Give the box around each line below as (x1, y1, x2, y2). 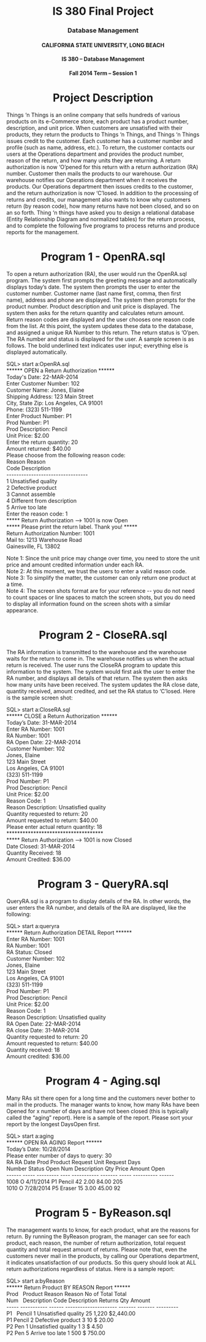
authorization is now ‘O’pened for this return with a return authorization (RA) (6, 163, 199, 170)
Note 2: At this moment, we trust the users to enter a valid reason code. (6, 567, 187, 574)
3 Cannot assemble (6, 490, 56, 498)
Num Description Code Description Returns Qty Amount (6, 1297, 151, 1304)
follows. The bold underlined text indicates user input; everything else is (6, 341, 189, 349)
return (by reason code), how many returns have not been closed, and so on (6, 202, 199, 210)
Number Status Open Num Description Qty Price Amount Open (6, 1165, 166, 1172)
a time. (6, 581, 24, 588)
